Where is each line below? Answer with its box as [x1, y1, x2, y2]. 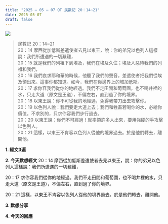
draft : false [5, 17, 33, 22]
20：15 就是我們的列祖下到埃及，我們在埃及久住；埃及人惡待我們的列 [17, 60, 162, 66]
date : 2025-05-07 [5, 12, 42, 17]
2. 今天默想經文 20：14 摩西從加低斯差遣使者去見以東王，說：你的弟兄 [5, 158, 152, 164]
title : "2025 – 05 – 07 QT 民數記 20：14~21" [5, 7, 100, 13]
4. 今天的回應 [5, 213, 33, 219]
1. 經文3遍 [5, 146, 26, 153]
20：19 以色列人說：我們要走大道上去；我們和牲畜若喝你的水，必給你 [17, 104, 162, 110]
